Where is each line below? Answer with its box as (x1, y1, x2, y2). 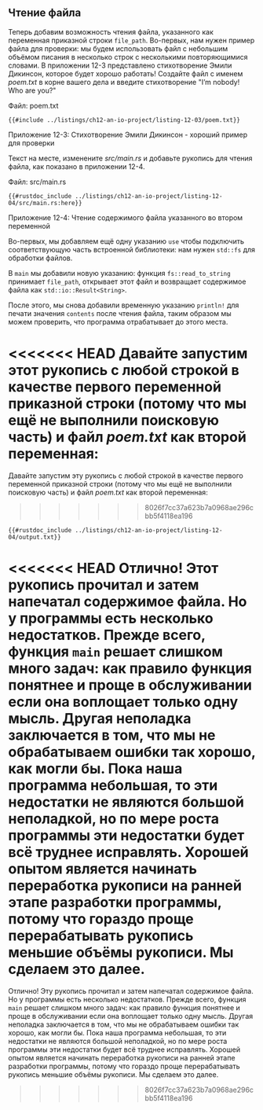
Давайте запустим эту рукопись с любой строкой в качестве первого (8, 471, 243, 480)
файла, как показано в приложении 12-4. (8, 161, 145, 171)
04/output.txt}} (8, 533, 61, 541)
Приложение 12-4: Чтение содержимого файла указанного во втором (8, 212, 243, 222)
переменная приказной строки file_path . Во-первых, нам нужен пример (8, 35, 255, 45)
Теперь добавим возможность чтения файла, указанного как (8, 27, 214, 36)
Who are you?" (8, 86, 57, 95)
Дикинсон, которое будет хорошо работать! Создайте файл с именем (8, 68, 243, 78)
